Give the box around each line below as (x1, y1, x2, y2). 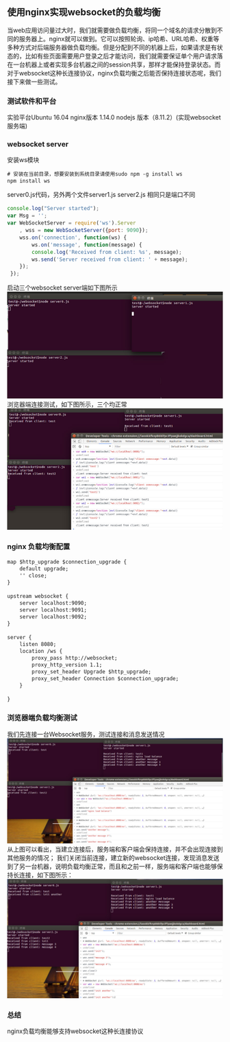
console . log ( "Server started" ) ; (7, 205, 99, 212)
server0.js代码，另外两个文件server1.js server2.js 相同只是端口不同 (7, 191, 196, 199)
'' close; (19, 572, 48, 579)
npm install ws (7, 178, 51, 185)
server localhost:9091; (19, 607, 88, 614)
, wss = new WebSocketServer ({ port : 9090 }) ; (19, 227, 149, 234)
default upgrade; (19, 566, 69, 572)
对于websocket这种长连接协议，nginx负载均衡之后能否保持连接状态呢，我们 (7, 69, 221, 77)
